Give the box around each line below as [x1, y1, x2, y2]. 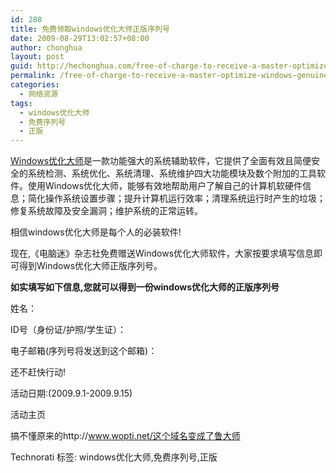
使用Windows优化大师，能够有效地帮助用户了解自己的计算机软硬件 [27, 180, 303, 192]
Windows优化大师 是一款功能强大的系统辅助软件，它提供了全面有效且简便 [10, 155, 312, 167]
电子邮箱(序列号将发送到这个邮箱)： [10, 345, 158, 357]
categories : [10, 80, 60, 90]
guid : [10, 61, 33, 71]
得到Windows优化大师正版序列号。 [18, 260, 163, 272]
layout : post [10, 52, 65, 62]
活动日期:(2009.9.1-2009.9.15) [10, 387, 133, 400]
